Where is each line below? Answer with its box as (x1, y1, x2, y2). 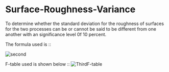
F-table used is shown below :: (5, 61, 70, 67)
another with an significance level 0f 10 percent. (5, 31, 107, 37)
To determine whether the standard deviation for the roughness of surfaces (5, 20, 164, 27)
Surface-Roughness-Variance (5, 4, 136, 15)
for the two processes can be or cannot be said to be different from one (5, 26, 157, 32)
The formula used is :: (5, 41, 51, 47)
